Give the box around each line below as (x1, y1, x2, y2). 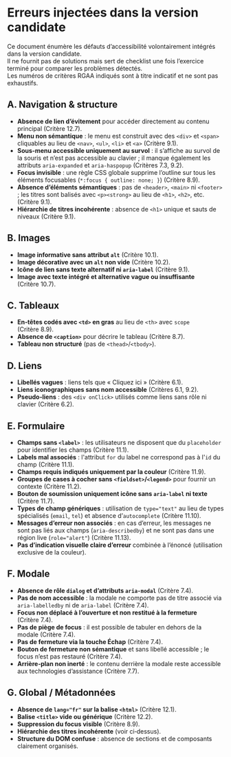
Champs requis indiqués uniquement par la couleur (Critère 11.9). (16, 468, 206, 476)
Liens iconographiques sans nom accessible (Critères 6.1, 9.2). (16, 386, 199, 394)
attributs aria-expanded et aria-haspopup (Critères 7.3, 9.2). (16, 160, 184, 169)
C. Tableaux (7, 300, 60, 311)
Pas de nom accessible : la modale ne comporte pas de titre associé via (16, 594, 222, 602)
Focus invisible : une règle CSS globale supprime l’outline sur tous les (16, 168, 216, 176)
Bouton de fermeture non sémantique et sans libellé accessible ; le (16, 645, 210, 653)
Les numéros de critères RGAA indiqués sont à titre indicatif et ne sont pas (7, 71, 219, 80)
